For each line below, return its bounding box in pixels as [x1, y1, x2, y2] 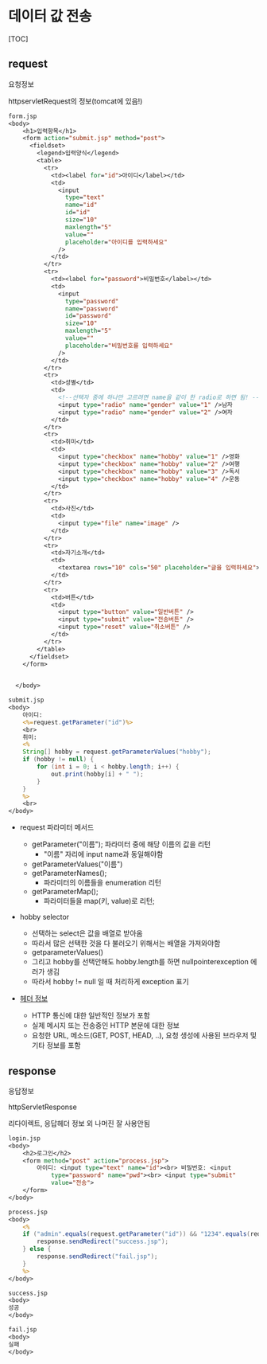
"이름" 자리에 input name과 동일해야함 [43, 850, 164, 859]
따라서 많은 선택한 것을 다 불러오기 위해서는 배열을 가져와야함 [31, 939, 221, 948]
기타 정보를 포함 [31, 1041, 81, 1050]
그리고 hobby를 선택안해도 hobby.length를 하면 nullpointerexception [31, 957, 249, 967]
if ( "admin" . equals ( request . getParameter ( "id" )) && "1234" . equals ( [22, 1230, 250, 1238]
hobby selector [19, 913, 70, 922]
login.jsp [8, 1134, 41, 1143]
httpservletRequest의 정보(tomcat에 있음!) [8, 96, 143, 106]
